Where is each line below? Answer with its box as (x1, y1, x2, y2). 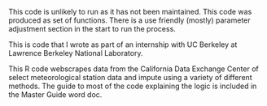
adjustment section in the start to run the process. (8, 24, 177, 33)
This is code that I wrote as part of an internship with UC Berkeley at (8, 40, 238, 49)
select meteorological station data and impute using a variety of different (8, 73, 252, 82)
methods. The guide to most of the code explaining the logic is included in (8, 81, 257, 91)
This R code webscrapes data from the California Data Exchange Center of (8, 64, 259, 74)
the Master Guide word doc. (8, 90, 103, 100)
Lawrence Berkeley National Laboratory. (8, 49, 143, 57)
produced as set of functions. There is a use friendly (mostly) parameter (8, 15, 251, 25)
